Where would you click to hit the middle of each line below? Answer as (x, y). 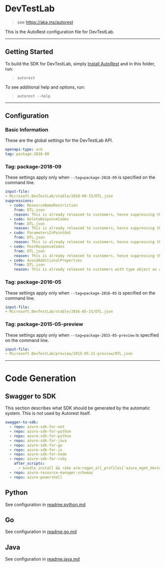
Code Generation (41, 378)
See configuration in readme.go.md (41, 532)
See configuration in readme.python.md (45, 504)
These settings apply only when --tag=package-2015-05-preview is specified (82, 335)
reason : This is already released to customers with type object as (85, 269)
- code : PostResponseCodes (37, 247)
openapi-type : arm (24, 150)
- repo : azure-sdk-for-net (37, 427)
